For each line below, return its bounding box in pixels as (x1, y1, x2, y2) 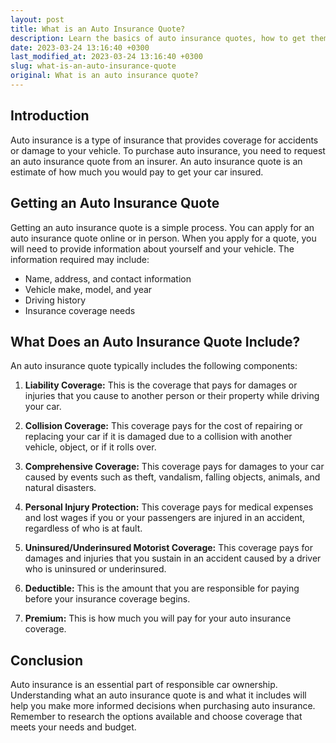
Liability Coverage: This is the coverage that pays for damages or (24, 379, 298, 391)
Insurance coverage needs (24, 304, 136, 316)
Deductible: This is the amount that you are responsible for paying (24, 582, 300, 595)
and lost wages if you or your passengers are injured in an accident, (24, 512, 306, 524)
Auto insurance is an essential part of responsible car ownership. (10, 679, 278, 691)
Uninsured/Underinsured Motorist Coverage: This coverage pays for (24, 542, 313, 554)
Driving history (24, 294, 87, 306)
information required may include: (10, 253, 150, 265)
